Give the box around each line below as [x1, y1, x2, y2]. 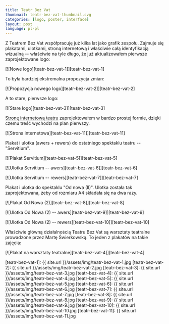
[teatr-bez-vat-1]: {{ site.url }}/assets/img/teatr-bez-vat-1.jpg [5, 259, 132, 265]
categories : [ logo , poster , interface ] [5, 17, 89, 22]
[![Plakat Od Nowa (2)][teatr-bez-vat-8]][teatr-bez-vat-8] [5, 200, 125, 206]
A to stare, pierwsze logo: [5, 96, 59, 102]
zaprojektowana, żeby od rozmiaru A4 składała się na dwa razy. [5, 190, 138, 196]
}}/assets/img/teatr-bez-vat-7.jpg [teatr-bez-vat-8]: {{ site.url [5, 292, 133, 298]
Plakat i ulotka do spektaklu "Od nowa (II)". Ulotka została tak [5, 184, 133, 191]
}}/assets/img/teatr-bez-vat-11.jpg [5, 313, 76, 319]
